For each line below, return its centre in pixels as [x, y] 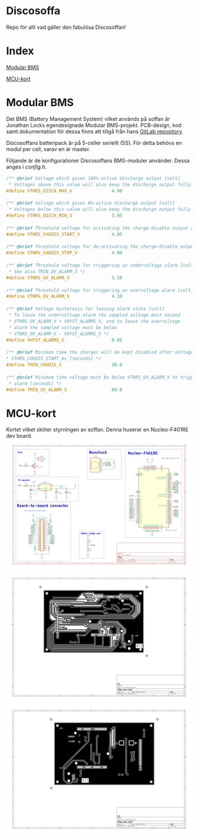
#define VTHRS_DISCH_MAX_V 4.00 [64, 191]
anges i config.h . [27, 167]
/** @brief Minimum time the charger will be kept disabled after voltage [100, 353]
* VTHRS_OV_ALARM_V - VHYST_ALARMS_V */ [59, 334]
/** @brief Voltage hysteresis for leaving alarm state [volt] [85, 309]
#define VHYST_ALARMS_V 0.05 [64, 340]
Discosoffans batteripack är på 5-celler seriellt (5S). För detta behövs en [94, 143]
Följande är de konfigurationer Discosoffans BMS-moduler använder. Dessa [98, 160]
